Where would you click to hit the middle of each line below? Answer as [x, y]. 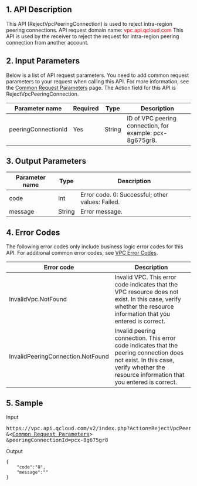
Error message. [101, 212]
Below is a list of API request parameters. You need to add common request [98, 75]
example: [140, 133]
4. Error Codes [33, 232]
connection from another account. [47, 42]
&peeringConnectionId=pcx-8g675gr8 [57, 440]
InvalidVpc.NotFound [38, 299]
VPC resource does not [147, 292]
